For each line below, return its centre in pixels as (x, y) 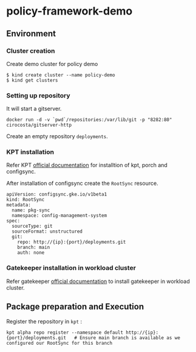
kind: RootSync (25, 200)
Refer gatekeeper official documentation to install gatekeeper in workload (98, 281)
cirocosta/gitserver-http (39, 125)
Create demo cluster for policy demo (52, 64)
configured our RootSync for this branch (59, 343)
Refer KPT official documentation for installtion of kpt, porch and (87, 165)
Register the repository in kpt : (44, 321)
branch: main (34, 247)
